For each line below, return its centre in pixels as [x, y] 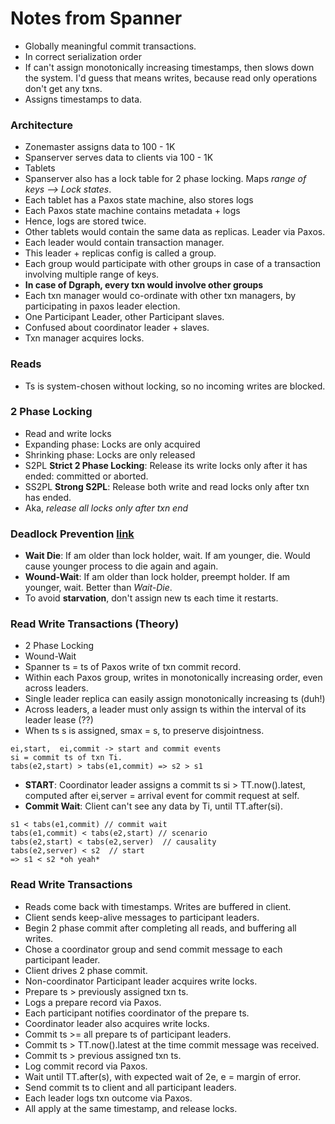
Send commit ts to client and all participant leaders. [130, 1087]
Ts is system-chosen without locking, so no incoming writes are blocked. [175, 386]
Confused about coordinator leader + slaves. [117, 328]
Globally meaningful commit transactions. [110, 46]
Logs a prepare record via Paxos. [93, 1002]
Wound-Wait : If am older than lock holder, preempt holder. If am [157, 577]
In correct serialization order [83, 56]
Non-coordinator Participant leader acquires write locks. [141, 981]
